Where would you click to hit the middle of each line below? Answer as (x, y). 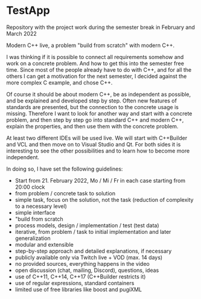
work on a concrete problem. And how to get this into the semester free (95, 63)
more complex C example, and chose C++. (59, 83)
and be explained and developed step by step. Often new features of (91, 101)
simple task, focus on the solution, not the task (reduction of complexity (104, 200)
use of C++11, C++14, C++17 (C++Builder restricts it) (80, 276)
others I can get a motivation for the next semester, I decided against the (97, 76)
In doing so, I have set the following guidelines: (65, 169)
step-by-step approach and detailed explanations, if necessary (93, 251)
